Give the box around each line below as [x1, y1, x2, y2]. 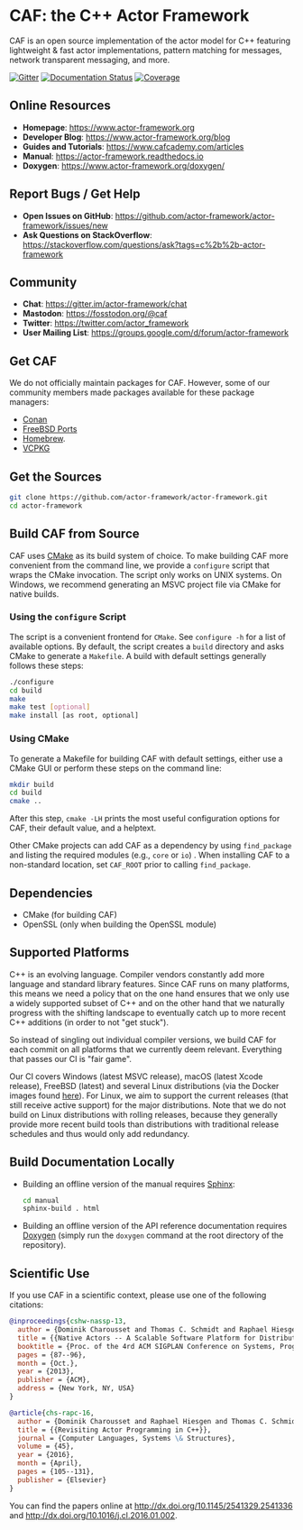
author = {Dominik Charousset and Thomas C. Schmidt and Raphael [17, 1325, 269, 1334]
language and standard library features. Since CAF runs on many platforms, [9, 978, 290, 989]
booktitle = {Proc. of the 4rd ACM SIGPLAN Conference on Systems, [17, 1342, 277, 1351]
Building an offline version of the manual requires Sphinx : [22, 1178, 236, 1189]
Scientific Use [9, 1266, 90, 1281]
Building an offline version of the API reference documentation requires [22, 1221, 288, 1232]
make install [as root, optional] [9, 711, 140, 720]
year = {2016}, [17, 1451, 75, 1460]
